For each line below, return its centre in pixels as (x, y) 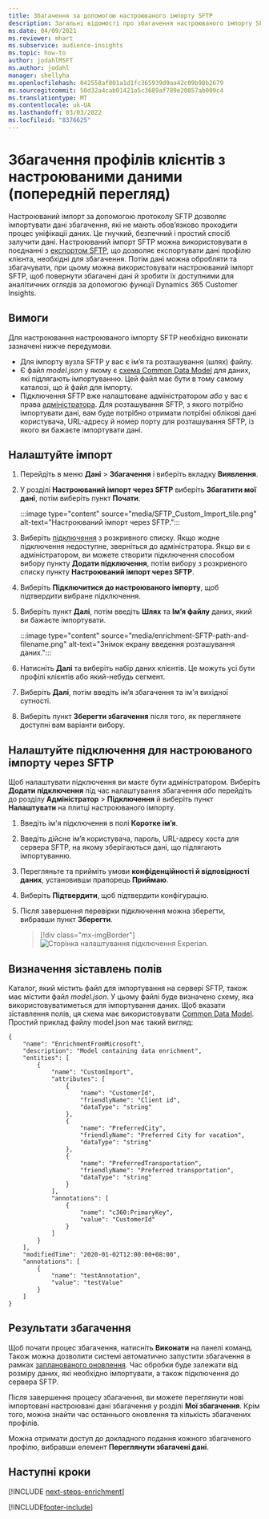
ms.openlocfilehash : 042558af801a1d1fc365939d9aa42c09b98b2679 (116, 83)
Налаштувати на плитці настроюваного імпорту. (92, 808)
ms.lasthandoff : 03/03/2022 (55, 113)
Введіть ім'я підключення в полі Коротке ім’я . (99, 823)
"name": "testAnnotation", (96, 1276)
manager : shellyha (39, 75)
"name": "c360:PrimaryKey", (126, 1212)
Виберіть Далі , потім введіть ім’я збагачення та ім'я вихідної (124, 692)
